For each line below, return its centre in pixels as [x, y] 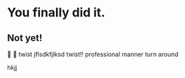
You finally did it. [56, 13]
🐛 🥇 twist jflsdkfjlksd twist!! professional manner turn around [93, 54]
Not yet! [25, 38]
